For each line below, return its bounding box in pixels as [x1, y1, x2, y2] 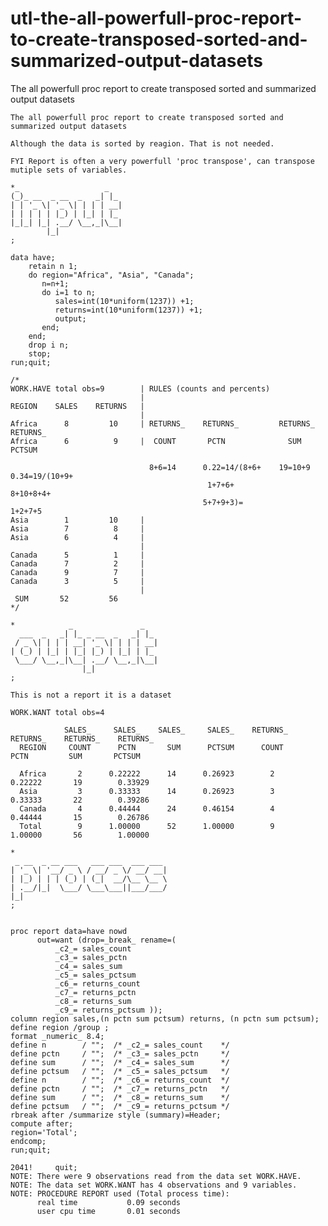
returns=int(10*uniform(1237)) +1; [54, 305, 203, 315]
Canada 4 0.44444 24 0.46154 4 [19, 803, 275, 814]
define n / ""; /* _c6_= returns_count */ [10, 1075, 230, 1085]
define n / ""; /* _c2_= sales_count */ [10, 1040, 230, 1050]
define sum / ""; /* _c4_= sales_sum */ [10, 1057, 230, 1067]
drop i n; [28, 340, 70, 350]
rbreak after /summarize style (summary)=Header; [10, 1110, 222, 1120]
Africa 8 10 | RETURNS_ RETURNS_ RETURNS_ [10, 418, 315, 429]
